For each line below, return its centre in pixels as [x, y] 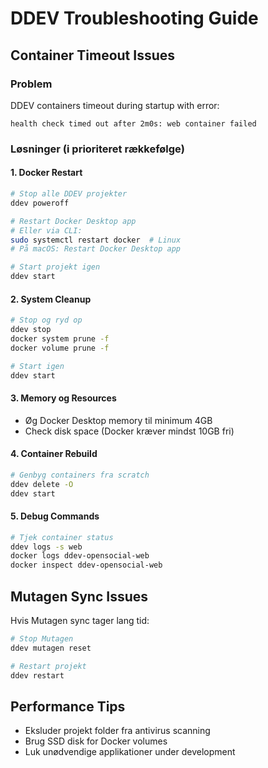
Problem [31, 84]
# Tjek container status [62, 537]
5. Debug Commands [55, 516]
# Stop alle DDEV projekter [69, 194]
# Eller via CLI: [46, 230]
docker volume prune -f [60, 348]
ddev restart [37, 675]
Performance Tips [68, 706]
